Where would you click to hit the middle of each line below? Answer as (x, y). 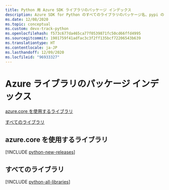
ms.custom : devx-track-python (37, 29)
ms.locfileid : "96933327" (32, 57)
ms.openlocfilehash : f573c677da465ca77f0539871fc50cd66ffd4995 (73, 33)
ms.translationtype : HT (30, 43)
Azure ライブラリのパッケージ (68, 84)
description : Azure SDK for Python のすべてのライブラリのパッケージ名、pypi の (85, 15)
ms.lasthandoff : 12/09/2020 (35, 52)
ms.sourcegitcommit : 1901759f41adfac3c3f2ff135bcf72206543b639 (73, 39)
